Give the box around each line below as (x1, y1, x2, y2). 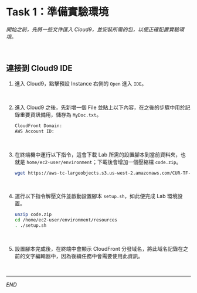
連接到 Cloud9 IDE (6, 63, 73, 73)
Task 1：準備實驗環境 (6, 5, 109, 19)
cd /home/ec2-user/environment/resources (14, 217, 117, 223)
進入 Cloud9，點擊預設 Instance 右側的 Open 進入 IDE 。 (14, 80, 147, 87)
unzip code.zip (14, 212, 52, 217)
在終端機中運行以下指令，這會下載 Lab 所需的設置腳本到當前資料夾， (14, 151, 181, 158)
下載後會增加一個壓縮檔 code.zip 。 (97, 158, 182, 165)
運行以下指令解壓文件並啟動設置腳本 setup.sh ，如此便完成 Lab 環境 (14, 193, 178, 200)
